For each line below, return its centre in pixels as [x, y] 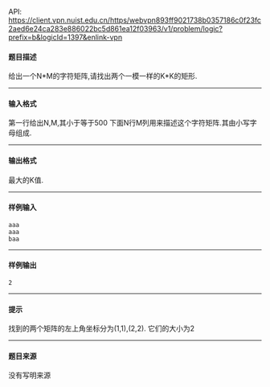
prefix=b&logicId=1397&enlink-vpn [65, 37]
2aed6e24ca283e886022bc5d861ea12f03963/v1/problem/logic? [116, 29]
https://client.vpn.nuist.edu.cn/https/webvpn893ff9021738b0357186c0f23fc [135, 20]
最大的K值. [26, 179]
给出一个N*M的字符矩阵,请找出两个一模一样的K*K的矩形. [103, 76]
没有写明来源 [29, 375]
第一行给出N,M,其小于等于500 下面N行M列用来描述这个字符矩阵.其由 [122, 123]
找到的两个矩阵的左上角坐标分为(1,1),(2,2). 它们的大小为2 [102, 328]
